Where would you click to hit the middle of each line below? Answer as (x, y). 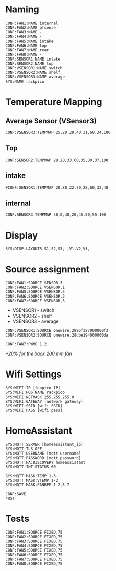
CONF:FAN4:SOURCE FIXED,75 (34, 546)
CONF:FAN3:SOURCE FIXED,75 (34, 542)
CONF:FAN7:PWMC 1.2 (26, 344)
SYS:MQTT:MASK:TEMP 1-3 (31, 476)
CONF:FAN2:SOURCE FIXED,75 (34, 537)
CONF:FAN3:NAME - (24, 32)
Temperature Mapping (54, 102)
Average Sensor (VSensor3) (51, 121)
